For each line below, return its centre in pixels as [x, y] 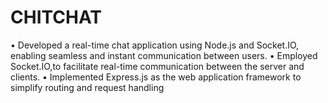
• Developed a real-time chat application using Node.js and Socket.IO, [155, 45]
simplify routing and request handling [87, 87]
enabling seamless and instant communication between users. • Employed [164, 55]
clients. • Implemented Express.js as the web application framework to [156, 77]
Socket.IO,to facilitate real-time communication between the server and [157, 66]
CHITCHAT [56, 17]
